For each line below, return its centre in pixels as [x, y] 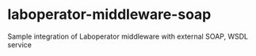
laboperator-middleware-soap [109, 15]
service [20, 44]
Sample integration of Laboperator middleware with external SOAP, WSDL [128, 36]
